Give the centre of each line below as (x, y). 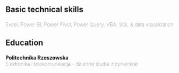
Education (24, 43)
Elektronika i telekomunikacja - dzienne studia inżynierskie (72, 64)
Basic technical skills (45, 10)
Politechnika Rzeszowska (37, 57)
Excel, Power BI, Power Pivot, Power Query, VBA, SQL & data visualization (90, 24)
